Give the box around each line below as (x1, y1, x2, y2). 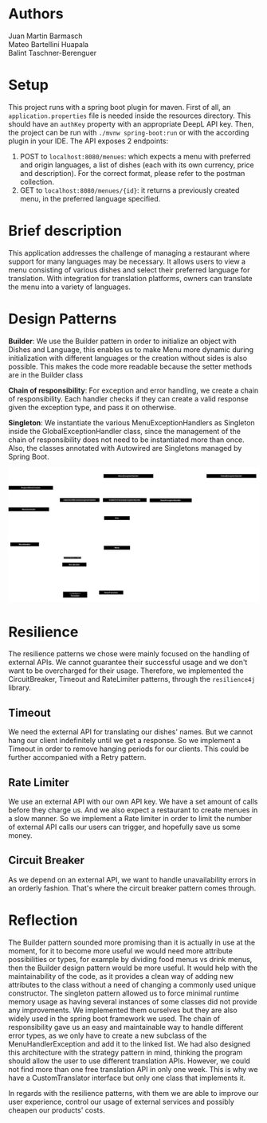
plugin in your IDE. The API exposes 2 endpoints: (8, 136, 169, 146)
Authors (8, 5, 64, 23)
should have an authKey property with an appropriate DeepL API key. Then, (8, 119, 254, 128)
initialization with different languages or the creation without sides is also (8, 353, 248, 362)
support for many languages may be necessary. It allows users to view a (8, 256, 245, 266)
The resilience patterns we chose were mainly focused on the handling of (8, 649, 249, 659)
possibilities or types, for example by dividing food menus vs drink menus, (8, 954, 253, 964)
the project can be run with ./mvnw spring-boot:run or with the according (8, 127, 249, 137)
